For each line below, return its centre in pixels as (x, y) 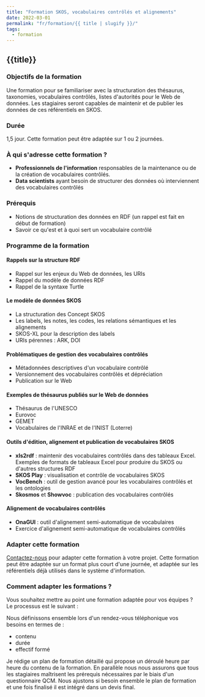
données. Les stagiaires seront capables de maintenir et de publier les (95, 103)
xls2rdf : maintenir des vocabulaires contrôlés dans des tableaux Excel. (105, 455)
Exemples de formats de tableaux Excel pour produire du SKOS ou (99, 462)
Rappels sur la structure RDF (43, 260)
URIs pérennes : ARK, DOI (48, 341)
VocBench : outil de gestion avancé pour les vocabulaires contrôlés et (104, 481)
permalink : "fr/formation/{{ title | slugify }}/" (72, 23)
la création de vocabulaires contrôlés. (63, 174)
